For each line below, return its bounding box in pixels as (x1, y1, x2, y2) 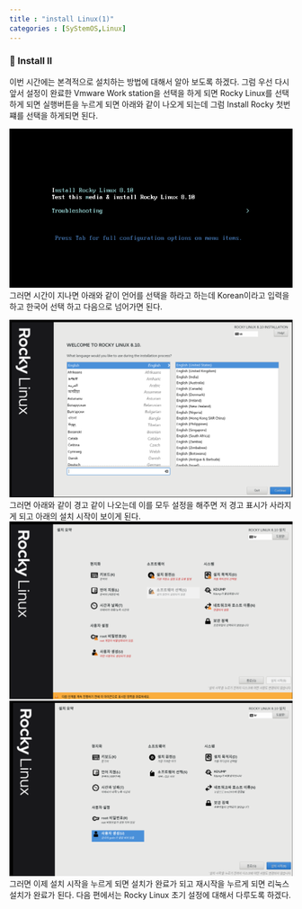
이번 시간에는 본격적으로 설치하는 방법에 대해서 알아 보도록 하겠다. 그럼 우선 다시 (9, 76, 290, 87)
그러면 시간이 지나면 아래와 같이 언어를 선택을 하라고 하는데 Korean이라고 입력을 (9, 290, 290, 300)
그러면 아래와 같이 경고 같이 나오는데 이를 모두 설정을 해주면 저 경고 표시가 (9, 500, 268, 511)
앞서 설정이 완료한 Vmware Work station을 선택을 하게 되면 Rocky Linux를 (9, 87, 273, 98)
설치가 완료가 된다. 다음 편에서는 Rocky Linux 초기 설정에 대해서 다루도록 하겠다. (9, 889, 292, 900)
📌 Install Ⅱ (9, 55, 53, 67)
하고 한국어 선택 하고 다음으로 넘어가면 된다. (9, 301, 164, 312)
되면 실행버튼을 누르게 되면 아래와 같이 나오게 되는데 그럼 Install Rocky (25, 99, 274, 110)
